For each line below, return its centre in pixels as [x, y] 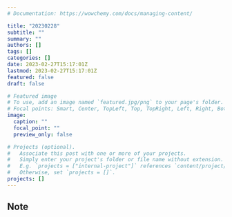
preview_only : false [43, 134]
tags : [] [20, 52]
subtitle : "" [26, 32]
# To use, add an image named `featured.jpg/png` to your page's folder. [116, 103]
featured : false [30, 77]
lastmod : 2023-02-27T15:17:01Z [52, 71]
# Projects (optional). [41, 147]
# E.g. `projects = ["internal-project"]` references [89, 166]
